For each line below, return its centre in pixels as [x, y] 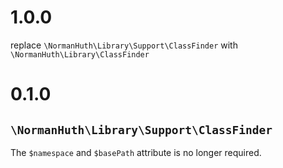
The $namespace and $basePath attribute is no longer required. [136, 152]
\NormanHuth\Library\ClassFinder [80, 54]
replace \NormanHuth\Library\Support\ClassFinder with [124, 45]
